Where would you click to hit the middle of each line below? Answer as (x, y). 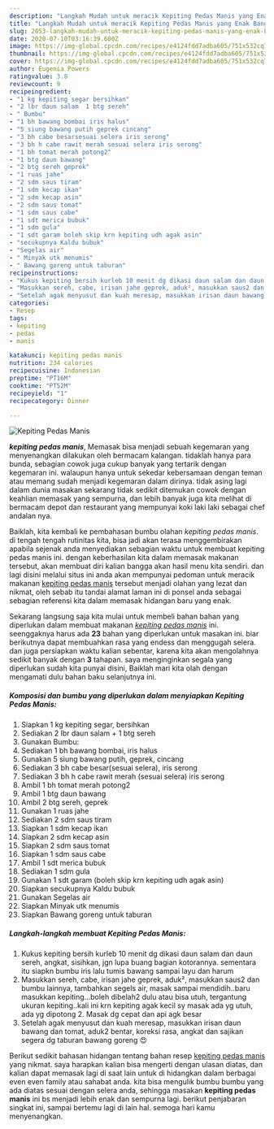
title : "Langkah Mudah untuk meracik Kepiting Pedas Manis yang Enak (130, 24)
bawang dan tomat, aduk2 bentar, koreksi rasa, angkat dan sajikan (132, 1031)
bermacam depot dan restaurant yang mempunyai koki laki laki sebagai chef (137, 507)
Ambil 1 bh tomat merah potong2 (76, 785)
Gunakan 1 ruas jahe (55, 811)
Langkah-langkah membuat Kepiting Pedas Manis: (98, 933)
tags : (18, 318)
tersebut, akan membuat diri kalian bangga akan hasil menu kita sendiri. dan (137, 567)
